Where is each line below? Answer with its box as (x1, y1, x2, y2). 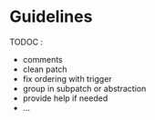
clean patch (22, 64, 67, 75)
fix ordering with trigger (22, 73, 112, 84)
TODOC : (9, 36, 44, 47)
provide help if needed (22, 93, 108, 104)
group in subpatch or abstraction (22, 83, 147, 94)
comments (22, 54, 63, 65)
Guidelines (9, 6, 93, 27)
